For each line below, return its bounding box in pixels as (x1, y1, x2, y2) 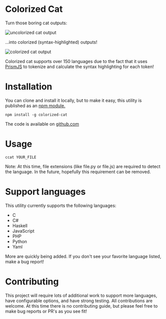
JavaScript (12, 228, 35, 234)
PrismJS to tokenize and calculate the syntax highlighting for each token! (5, 64, 154, 69)
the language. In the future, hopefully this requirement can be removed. (5, 169, 151, 175)
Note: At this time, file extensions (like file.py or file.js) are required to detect (5, 163, 161, 169)
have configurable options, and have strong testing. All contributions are (5, 298, 153, 304)
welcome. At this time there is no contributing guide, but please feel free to (5, 303, 158, 309)
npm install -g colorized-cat (5, 112, 68, 117)
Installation (5, 81, 53, 92)
